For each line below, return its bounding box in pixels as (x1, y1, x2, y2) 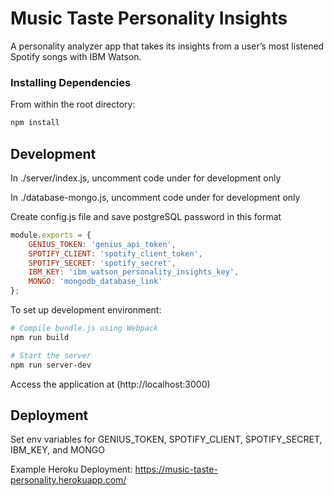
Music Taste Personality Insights (10, 7, 288, 30)
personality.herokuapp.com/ (10, 474, 127, 486)
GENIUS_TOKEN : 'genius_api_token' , (28, 239, 177, 249)
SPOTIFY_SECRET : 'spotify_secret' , (28, 258, 177, 268)
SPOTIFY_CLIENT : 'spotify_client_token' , (28, 248, 203, 259)
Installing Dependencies (10, 75, 132, 89)
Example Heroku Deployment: (10, 463, 133, 476)
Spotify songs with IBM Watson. (10, 50, 142, 62)
